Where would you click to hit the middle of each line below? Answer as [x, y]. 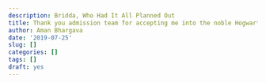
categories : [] [33, 52]
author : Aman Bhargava [46, 30]
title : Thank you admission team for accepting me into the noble [120, 23]
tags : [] [23, 60]
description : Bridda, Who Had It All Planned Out [92, 15]
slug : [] [23, 45]
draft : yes [26, 67]
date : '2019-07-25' [40, 38]
